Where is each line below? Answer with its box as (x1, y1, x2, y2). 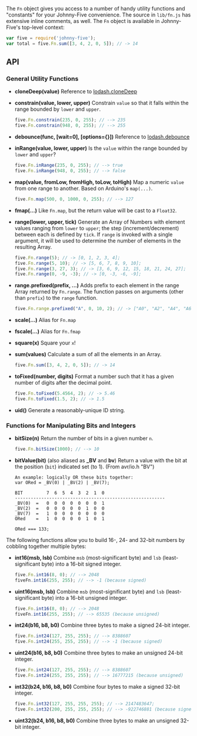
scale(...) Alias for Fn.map (14, 317, 76, 324)
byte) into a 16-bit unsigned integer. (41, 594, 128, 601)
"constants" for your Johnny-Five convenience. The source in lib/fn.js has (6, 11, 191, 18)
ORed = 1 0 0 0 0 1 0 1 (14, 515, 105, 521)
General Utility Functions (6, 75, 79, 83)
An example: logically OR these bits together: (14, 474, 133, 480)
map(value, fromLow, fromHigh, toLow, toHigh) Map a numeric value (14, 178, 184, 185)
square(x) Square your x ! (14, 339, 76, 347)
